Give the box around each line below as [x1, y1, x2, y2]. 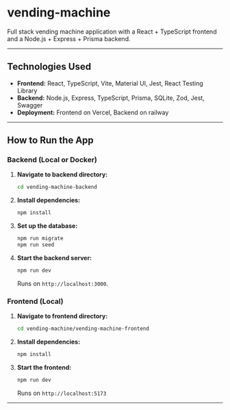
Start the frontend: [16, 363, 72, 371]
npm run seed [16, 242, 55, 248]
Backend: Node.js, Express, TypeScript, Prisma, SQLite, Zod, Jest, [16, 94, 205, 102]
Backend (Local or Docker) [7, 155, 97, 165]
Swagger [16, 101, 43, 109]
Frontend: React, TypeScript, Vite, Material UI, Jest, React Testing [16, 79, 203, 87]
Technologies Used [7, 61, 91, 73]
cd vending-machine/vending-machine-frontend [16, 325, 149, 333]
